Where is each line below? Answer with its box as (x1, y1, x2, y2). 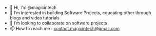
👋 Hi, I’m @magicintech (9, 5, 57, 10)
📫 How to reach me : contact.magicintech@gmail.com (9, 26, 120, 31)
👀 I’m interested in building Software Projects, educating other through (9, 10, 152, 16)
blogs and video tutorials (9, 15, 60, 20)
